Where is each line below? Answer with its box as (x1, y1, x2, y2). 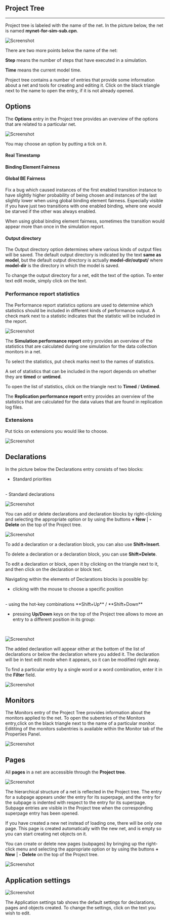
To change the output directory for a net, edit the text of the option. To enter (5, 272, 164, 278)
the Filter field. (5, 672, 36, 678)
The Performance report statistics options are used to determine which (5, 302, 153, 308)
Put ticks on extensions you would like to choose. (5, 428, 108, 434)
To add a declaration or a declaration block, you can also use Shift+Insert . (5, 541, 161, 547)
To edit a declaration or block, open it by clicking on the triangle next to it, (5, 561, 159, 567)
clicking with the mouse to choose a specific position (12, 585, 124, 592)
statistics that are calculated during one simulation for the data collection (5, 343, 157, 349)
